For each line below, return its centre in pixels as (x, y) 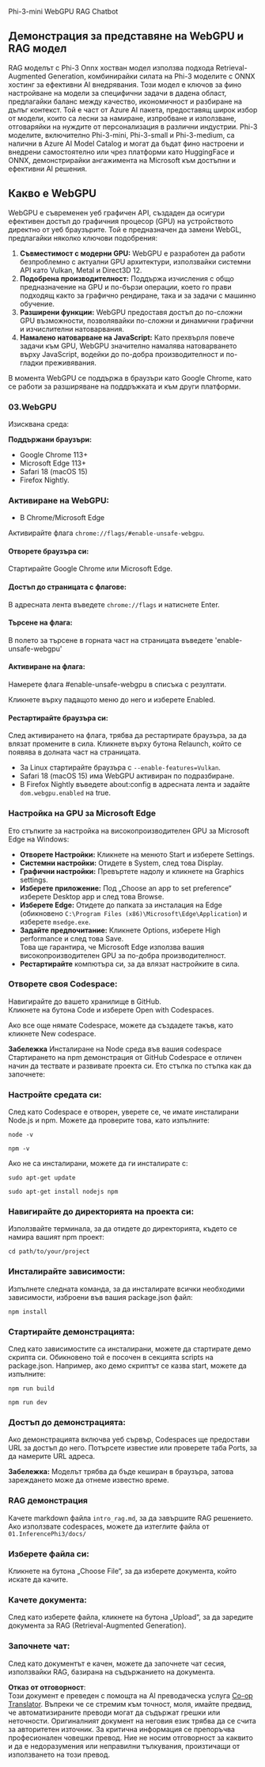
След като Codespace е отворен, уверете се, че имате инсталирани (123, 1112)
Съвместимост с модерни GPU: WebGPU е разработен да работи (132, 253)
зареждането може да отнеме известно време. (89, 1480)
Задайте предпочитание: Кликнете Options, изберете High (120, 930)
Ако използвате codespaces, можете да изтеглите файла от (109, 1526)
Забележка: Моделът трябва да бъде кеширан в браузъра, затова (121, 1472)
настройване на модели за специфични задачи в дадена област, (117, 93)
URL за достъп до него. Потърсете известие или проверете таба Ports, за (132, 1448)
